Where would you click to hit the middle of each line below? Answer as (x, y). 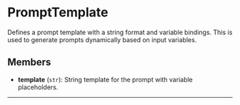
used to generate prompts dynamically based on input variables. (102, 39)
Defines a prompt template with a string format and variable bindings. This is (120, 32)
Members (29, 62)
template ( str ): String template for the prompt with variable (105, 79)
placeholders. (38, 87)
